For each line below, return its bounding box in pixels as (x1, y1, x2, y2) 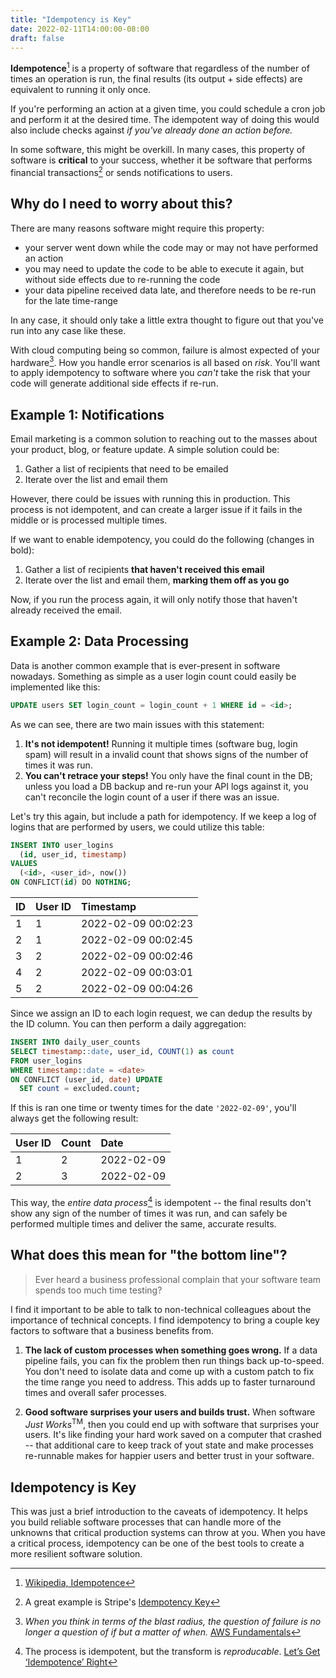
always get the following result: (10, 1112, 139, 1125)
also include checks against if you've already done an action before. (10, 124, 293, 136)
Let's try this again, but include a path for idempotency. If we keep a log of (10, 810, 317, 822)
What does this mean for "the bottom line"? (10, 1247, 288, 1264)
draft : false (10, 33, 65, 43)
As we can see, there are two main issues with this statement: (10, 718, 265, 730)
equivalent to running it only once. (10, 84, 152, 96)
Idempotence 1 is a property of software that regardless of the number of (10, 61, 310, 75)
